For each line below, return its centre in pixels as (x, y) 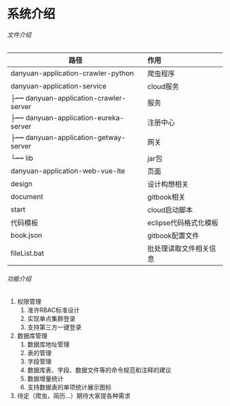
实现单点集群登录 (51, 318)
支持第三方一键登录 (54, 327)
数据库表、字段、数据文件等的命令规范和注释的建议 (99, 370)
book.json (26, 235)
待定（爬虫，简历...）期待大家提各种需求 (74, 396)
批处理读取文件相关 (178, 249)
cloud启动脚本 (170, 210)
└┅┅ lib (22, 158)
